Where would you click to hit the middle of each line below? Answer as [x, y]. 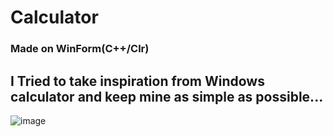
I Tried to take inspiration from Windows [137, 81]
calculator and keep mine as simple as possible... [167, 96]
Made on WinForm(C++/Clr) [80, 49]
